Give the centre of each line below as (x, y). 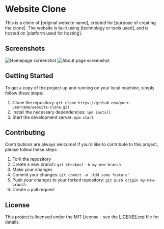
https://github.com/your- (104, 103)
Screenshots (25, 48)
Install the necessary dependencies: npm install (62, 112)
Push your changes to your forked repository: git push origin (75, 180)
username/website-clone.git (41, 107)
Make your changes (32, 170)
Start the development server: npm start (53, 117)
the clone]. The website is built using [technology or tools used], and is (77, 28)
